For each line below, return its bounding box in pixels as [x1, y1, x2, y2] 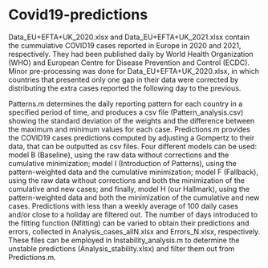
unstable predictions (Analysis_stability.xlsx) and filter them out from [8, 243, 235, 254]
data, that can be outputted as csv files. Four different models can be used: [8, 141, 258, 151]
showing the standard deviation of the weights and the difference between [8, 116, 255, 125]
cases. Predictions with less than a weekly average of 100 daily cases [8, 201, 239, 210]
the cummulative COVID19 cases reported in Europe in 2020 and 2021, [8, 40, 242, 50]
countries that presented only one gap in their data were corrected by [8, 75, 239, 84]
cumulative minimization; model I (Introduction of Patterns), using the [8, 158, 237, 168]
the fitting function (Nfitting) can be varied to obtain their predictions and [8, 218, 250, 228]
